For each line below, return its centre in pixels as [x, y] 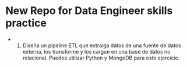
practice [26, 23]
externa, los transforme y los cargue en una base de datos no [96, 51]
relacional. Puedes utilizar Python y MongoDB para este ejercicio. [101, 58]
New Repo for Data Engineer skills [89, 11]
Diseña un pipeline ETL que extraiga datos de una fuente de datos [102, 45]
